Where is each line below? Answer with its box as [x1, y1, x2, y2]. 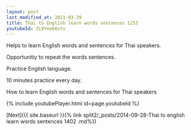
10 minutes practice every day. [6, 77, 82, 84]
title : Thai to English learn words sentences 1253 [6, 20, 138, 26]
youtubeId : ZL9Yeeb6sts [6, 25, 66, 32]
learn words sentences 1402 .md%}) [6, 118, 97, 125]
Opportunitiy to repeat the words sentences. [6, 53, 116, 61]
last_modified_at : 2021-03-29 [6, 14, 82, 20]
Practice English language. [6, 65, 72, 72]
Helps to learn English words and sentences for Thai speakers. [6, 42, 162, 49]
